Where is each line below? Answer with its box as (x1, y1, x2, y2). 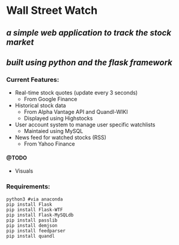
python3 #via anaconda (6, 196, 63, 202)
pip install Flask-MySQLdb (6, 212, 74, 218)
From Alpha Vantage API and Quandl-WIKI (23, 108, 128, 116)
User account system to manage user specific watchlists (14, 121, 156, 128)
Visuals (14, 167, 34, 175)
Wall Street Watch (6, 4, 98, 17)
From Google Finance (23, 96, 77, 103)
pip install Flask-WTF (6, 206, 63, 212)
